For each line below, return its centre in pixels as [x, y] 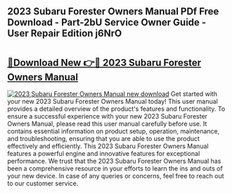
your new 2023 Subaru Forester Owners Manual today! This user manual [112, 101]
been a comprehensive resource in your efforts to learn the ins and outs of [115, 168]
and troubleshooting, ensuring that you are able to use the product [104, 139]
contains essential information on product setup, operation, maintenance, [114, 131]
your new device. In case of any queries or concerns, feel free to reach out [116, 176]
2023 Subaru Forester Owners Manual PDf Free [113, 12]
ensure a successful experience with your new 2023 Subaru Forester [108, 116]
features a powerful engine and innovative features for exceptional [104, 153]
